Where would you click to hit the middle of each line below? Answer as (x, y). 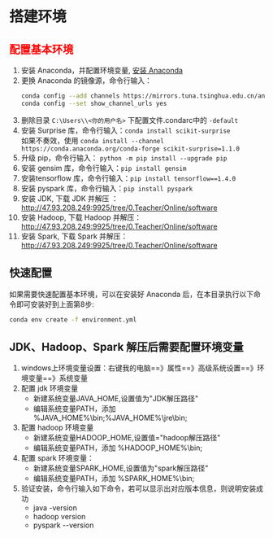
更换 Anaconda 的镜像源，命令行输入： (87, 81)
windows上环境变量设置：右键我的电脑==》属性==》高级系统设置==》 (139, 368)
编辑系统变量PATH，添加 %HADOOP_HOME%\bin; (117, 448)
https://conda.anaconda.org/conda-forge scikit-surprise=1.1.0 (130, 149)
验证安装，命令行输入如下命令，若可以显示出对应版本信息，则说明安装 (139, 488)
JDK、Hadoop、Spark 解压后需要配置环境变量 (127, 347)
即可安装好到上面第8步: (55, 304)
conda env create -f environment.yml (73, 319)
